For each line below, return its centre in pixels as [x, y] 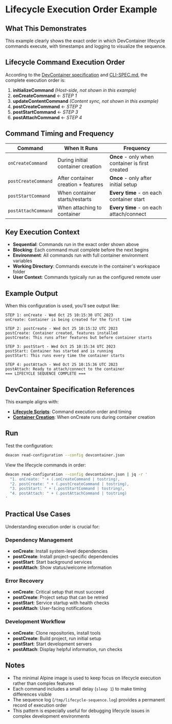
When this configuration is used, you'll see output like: [62, 306]
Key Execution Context [43, 232]
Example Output [31, 293]
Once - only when [132, 157]
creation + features [80, 184]
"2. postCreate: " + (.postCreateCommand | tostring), [70, 484]
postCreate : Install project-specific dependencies [66, 556]
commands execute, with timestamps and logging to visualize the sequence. [86, 46]
